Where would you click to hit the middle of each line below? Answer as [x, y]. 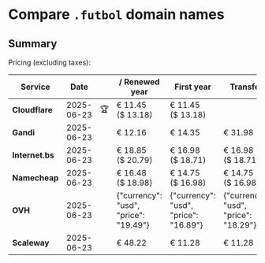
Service [35, 87]
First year [193, 87]
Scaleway [31, 243]
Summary [33, 44]
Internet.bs [34, 155]
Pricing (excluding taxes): [50, 62]
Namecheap [35, 178]
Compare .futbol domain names [116, 15]
